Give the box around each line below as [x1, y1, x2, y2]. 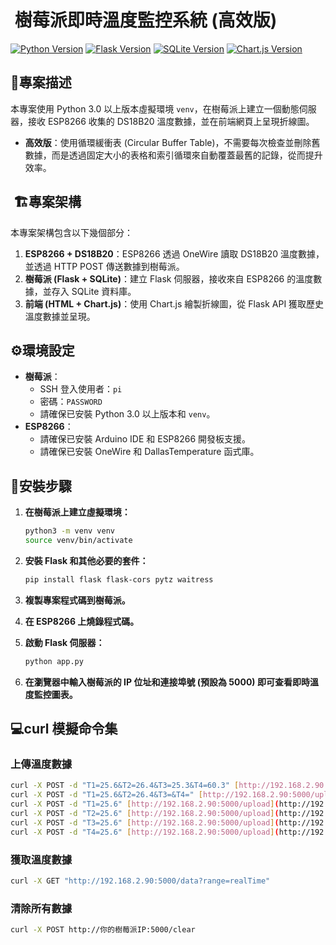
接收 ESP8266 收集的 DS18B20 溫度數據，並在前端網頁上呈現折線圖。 [27, 115, 315, 127]
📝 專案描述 [10, 74, 72, 91]
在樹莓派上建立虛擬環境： [24, 506, 131, 518]
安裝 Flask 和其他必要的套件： [24, 554, 149, 566]
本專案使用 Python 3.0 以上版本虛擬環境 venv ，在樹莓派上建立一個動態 [10, 102, 300, 115]
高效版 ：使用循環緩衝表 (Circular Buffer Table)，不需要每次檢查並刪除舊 [24, 136, 321, 148]
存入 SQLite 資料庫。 [51, 285, 137, 297]
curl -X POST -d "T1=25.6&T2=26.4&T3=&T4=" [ [10, 790, 203, 800]
